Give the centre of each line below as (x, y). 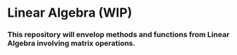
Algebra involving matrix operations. (72, 43)
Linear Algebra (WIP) (70, 13)
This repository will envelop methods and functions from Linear (119, 35)
